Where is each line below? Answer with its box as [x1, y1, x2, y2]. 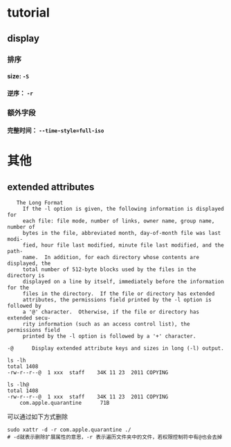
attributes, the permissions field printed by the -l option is [22, 297, 212, 304]
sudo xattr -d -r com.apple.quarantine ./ [7, 426, 131, 434]
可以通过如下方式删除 [7, 412, 68, 421]
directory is [7, 272, 45, 279]
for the [7, 284, 30, 292]
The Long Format [16, 200, 64, 207]
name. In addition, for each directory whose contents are [22, 254, 199, 261]
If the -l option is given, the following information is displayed [22, 206, 225, 213]
